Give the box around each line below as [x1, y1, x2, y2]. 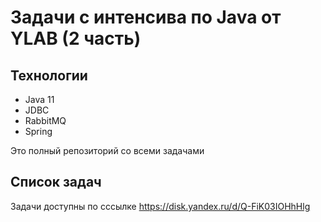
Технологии [10, 67, 88, 84]
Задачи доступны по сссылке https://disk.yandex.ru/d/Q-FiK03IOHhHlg [10, 200, 311, 212]
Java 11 [24, 94, 55, 105]
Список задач [10, 174, 102, 191]
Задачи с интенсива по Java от [10, 6, 282, 29]
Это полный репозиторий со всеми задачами [10, 145, 205, 156]
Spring [24, 126, 53, 137]
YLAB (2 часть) [10, 27, 142, 50]
